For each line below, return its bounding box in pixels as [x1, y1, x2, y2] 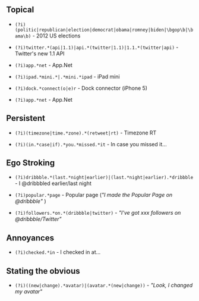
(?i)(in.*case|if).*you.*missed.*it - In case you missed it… [14, 140, 168, 148]
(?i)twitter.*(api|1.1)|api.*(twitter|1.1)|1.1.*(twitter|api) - [14, 43, 179, 51]
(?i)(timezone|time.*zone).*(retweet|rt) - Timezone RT [14, 129, 157, 136]
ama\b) [14, 33, 31, 39]
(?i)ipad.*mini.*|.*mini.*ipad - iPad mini [14, 73, 120, 80]
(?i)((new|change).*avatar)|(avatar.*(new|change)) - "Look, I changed [14, 282, 193, 289]
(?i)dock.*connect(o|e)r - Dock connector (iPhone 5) [14, 84, 147, 92]
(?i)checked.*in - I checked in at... [14, 249, 101, 256]
